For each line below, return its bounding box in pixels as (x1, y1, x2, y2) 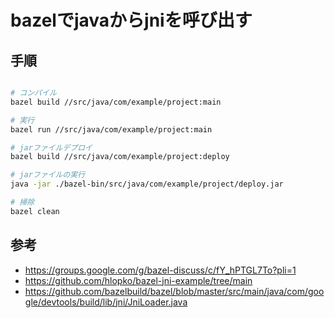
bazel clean (10, 206, 60, 216)
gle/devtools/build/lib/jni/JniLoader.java (24, 296, 188, 308)
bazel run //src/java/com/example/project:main (10, 124, 213, 135)
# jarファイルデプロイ (10, 142, 93, 153)
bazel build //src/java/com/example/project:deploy (10, 152, 230, 162)
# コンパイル (10, 88, 57, 98)
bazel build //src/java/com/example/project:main (10, 97, 222, 107)
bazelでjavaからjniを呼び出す (10, 9, 253, 32)
